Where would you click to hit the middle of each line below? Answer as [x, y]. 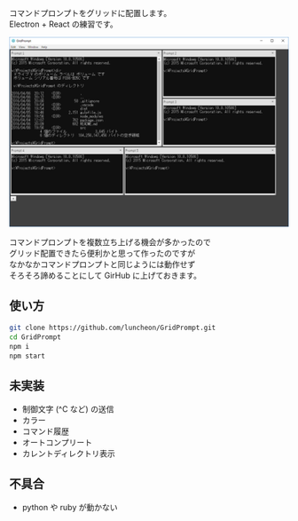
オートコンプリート [57, 442]
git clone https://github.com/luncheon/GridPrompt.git [113, 328]
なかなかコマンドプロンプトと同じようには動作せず [102, 264]
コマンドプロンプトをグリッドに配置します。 [90, 13]
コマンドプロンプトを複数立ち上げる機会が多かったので [110, 241]
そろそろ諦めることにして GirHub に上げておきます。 [106, 275]
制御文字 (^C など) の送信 [68, 409]
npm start [27, 356]
